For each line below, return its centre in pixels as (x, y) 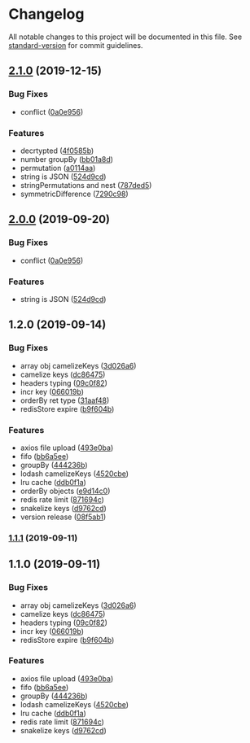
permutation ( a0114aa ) (58, 168)
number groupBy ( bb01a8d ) (67, 159)
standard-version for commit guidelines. (76, 45)
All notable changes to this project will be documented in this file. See (125, 37)
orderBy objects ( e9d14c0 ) (65, 491)
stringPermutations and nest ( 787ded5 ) (86, 185)
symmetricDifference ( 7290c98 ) (74, 194)
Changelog (46, 14)
